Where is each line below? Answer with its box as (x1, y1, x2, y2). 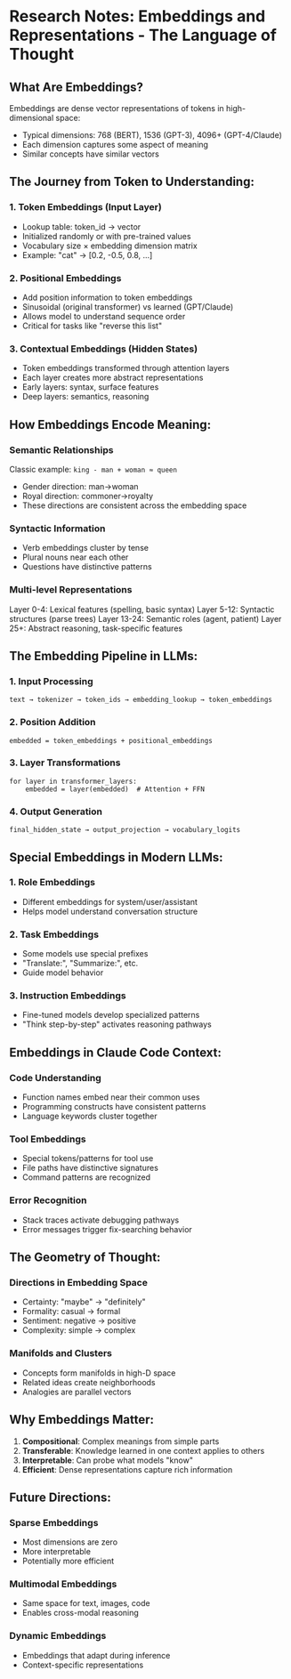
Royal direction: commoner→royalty (21, 490, 154, 501)
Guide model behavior (21, 967, 104, 978)
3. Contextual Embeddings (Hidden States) (9, 343, 198, 355)
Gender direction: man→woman (21, 480, 140, 491)
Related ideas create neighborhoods (21, 1376, 156, 1387)
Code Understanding (9, 1071, 102, 1084)
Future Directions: (9, 1489, 111, 1505)
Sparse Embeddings (9, 1516, 99, 1529)
